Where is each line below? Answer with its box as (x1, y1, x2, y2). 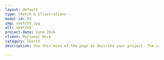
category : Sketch (5, 39, 41, 44)
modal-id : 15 (5, 16, 32, 21)
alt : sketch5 (5, 25, 32, 30)
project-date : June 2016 (5, 30, 56, 35)
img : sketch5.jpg (5, 20, 41, 26)
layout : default (5, 7, 38, 12)
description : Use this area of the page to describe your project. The (5, 43, 154, 48)
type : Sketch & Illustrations (5, 12, 67, 17)
